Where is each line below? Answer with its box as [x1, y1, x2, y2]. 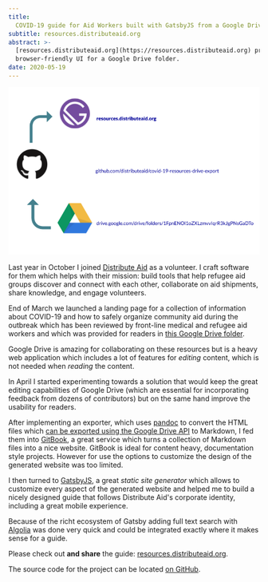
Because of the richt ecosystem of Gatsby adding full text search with [8, 516, 238, 526]
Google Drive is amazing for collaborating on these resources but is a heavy [8, 344, 258, 354]
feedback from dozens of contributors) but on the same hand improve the [8, 394, 251, 403]
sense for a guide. [8, 533, 68, 543]
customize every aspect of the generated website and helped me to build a [8, 484, 255, 493]
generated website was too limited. [8, 460, 124, 469]
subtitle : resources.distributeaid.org [8, 30, 141, 38]
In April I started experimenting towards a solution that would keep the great [8, 376, 258, 386]
